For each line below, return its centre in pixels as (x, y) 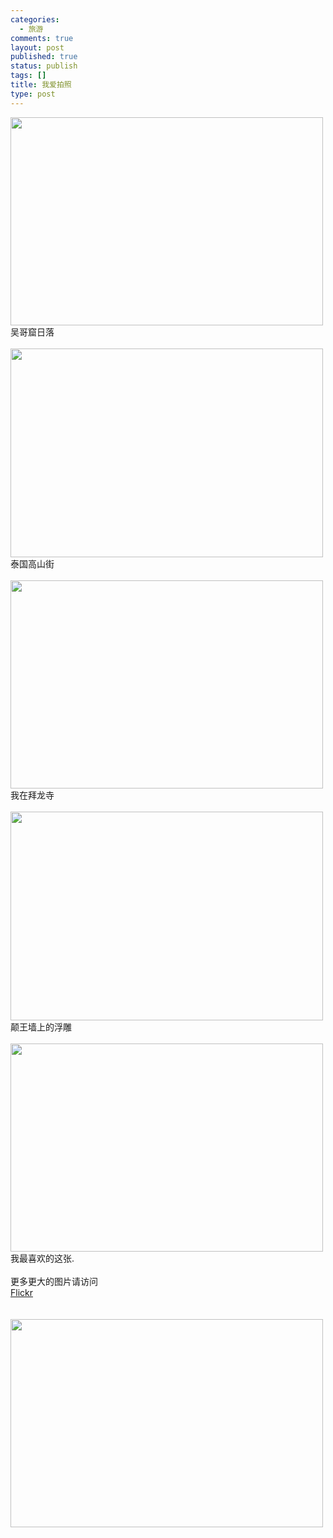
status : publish (44, 66)
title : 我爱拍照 (41, 85)
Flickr (21, 1292)
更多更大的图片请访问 (54, 1281)
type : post (33, 94)
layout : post (37, 47)
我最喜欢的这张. (42, 1258)
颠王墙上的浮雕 (41, 1027)
